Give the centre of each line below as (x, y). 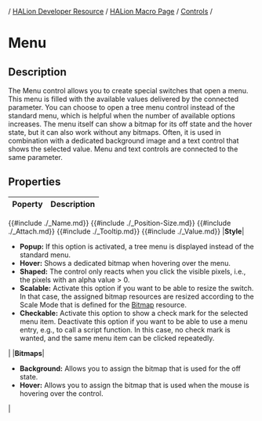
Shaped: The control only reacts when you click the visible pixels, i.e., (133, 271)
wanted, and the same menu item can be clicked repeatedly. (117, 338)
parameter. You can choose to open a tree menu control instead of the (122, 107)
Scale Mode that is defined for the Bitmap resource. (103, 304)
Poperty (27, 204)
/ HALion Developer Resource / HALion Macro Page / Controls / (111, 11)
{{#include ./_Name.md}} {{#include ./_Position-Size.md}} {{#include (120, 223)
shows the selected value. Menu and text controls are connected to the (123, 149)
